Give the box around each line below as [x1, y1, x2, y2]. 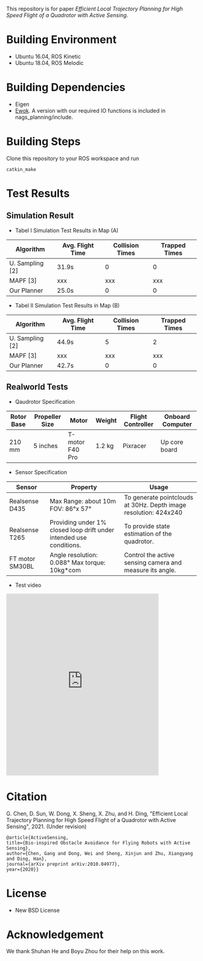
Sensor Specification [14, 468, 68, 475]
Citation [6, 789, 47, 803]
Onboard [164, 412, 190, 421]
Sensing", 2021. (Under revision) [6, 823, 87, 830]
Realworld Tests [6, 382, 68, 392]
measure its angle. [123, 566, 176, 574]
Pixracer [123, 441, 147, 450]
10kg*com [50, 566, 82, 574]
